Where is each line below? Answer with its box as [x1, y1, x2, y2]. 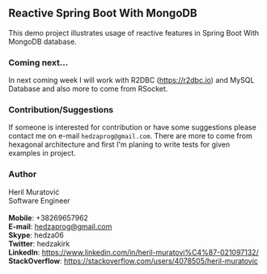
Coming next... [8, 57, 69, 68]
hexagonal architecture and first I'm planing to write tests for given [8, 139, 231, 149]
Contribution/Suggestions [8, 105, 114, 116]
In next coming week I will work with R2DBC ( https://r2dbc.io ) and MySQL [8, 75, 255, 85]
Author [8, 169, 37, 180]
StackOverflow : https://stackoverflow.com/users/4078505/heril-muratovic [8, 255, 259, 266]
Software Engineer [8, 195, 70, 205]
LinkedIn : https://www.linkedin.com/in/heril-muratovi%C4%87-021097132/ [8, 247, 259, 257]
